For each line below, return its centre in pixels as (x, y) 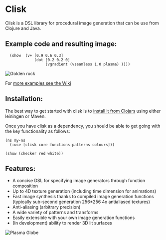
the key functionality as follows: (38, 131)
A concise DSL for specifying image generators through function (79, 181)
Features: (20, 168)
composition (25, 186)
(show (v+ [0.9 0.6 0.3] (37, 55)
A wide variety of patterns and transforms (55, 213)
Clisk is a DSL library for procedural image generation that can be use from (82, 23)
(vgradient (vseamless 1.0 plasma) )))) (88, 64)
